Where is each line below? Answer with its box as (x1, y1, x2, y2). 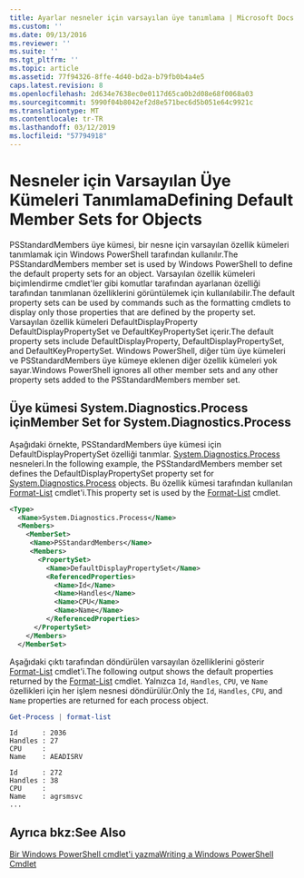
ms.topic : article (9, 64, 79, 74)
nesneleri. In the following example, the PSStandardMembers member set (9, 458, 283, 469)
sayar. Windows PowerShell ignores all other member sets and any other (9, 364, 279, 375)
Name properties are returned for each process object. (9, 695, 209, 705)
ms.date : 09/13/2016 (9, 30, 88, 39)
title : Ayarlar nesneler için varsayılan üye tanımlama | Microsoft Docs (9, 13, 295, 23)
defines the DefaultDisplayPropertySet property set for (9, 468, 215, 478)
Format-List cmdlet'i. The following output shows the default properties (9, 666, 274, 676)
